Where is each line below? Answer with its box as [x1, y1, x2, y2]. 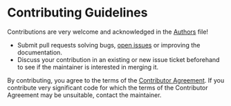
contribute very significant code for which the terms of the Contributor [7, 83, 208, 92]
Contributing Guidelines [7, 5, 148, 21]
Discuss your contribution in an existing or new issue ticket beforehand [17, 55, 220, 63]
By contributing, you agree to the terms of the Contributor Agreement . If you [7, 76, 225, 84]
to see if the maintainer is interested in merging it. [17, 63, 159, 71]
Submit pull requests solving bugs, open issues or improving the [17, 41, 201, 49]
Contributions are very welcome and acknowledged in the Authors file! [7, 28, 209, 36]
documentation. [17, 48, 62, 56]
